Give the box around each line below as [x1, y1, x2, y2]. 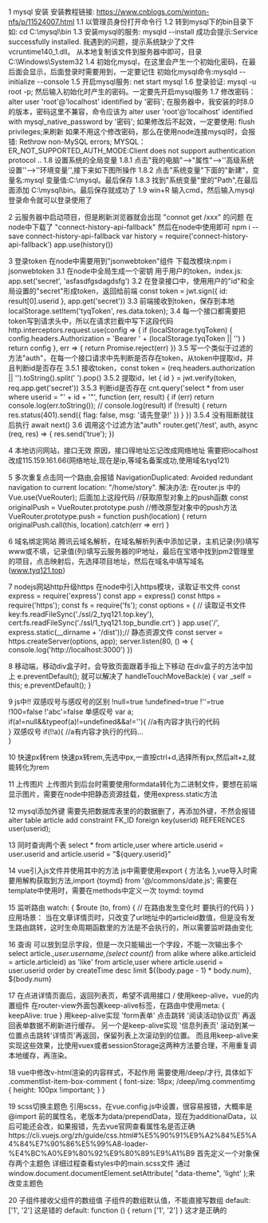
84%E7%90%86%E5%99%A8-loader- [19, 1139, 149, 1149]
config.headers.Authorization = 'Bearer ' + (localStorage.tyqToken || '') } [8, 334, 246, 343]
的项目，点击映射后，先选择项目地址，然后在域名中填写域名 [8, 556, 204, 566]
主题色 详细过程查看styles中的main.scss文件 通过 [29, 1158, 191, 1168]
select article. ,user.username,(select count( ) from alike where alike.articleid [8, 949, 257, 958]
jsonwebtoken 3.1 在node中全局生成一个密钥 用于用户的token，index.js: [8, 266, 243, 276]
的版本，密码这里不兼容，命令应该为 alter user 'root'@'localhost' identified [8, 107, 254, 116]
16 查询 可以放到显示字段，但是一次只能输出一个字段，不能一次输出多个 [8, 940, 243, 949]
